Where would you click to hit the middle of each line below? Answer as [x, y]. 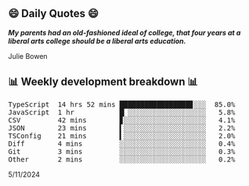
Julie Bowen [28, 56]
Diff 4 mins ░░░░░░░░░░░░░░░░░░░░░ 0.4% [122, 144]
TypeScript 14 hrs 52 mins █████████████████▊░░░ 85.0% [122, 104]
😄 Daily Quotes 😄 [54, 14]
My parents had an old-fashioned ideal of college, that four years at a [125, 32]
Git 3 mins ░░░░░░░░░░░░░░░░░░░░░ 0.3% [122, 151]
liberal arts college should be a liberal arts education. [97, 41]
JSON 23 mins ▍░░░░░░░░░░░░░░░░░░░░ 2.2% [122, 128]
